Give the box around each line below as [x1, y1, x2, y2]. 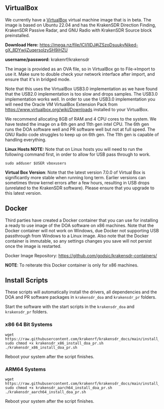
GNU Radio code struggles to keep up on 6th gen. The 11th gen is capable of [5, 131, 159, 137]
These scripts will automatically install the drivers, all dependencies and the [5, 289, 157, 295]
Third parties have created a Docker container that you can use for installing [5, 217, 159, 223]
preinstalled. [5, 32, 30, 38]
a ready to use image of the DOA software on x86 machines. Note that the [5, 222, 154, 228]
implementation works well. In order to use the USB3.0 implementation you [5, 96, 155, 102]
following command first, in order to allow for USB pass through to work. [5, 151, 151, 157]
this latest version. [5, 190, 42, 196]
